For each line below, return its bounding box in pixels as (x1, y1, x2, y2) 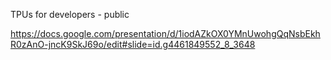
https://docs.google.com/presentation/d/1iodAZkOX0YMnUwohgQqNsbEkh (10, 28, 321, 39)
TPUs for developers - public (10, 9, 130, 20)
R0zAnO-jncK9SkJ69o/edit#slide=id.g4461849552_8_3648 (10, 39, 256, 50)
